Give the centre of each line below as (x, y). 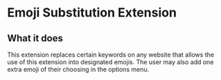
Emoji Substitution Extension (92, 13)
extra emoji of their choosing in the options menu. (78, 69)
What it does (35, 38)
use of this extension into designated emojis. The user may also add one (110, 62)
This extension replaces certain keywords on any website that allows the (111, 54)
